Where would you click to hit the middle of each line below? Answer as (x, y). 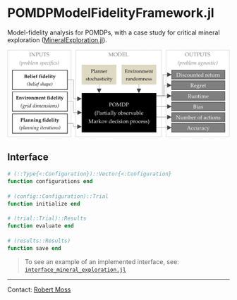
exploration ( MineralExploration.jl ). (57, 39)
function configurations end (50, 181)
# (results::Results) (39, 241)
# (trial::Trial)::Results (47, 219)
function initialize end (44, 204)
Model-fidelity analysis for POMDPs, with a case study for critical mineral (114, 32)
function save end (34, 248)
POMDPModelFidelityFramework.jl (111, 13)
